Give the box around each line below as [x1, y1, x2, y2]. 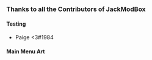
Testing [6, 20, 26, 28]
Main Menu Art [6, 48, 45, 55]
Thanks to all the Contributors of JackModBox [6, 5, 146, 13]
